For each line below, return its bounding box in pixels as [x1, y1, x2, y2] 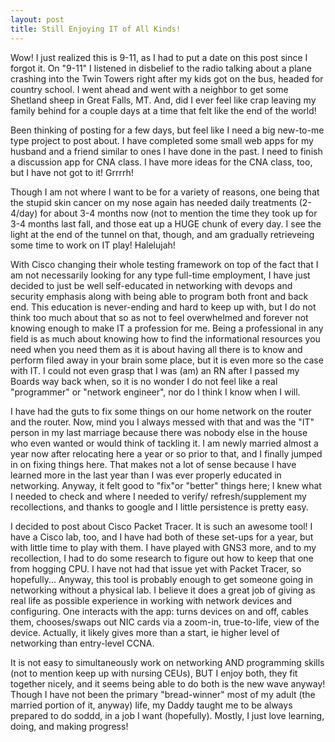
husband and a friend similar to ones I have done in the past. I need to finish [10, 145, 323, 157]
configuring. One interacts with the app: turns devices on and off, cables [10, 605, 309, 617]
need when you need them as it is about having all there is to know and [10, 343, 303, 355]
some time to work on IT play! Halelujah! [10, 239, 176, 251]
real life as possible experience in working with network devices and [10, 594, 293, 606]
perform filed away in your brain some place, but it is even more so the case [10, 354, 324, 366]
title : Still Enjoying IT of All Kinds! [10, 24, 182, 34]
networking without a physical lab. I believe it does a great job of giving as [10, 584, 316, 596]
